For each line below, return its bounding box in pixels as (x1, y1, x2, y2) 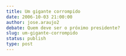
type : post (6, 41, 33, 47)
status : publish (6, 36, 46, 41)
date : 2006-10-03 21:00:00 (6, 14, 73, 20)
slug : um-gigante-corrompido (6, 30, 78, 36)
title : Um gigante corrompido (6, 8, 81, 15)
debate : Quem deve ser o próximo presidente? (6, 24, 120, 31)
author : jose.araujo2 (6, 19, 60, 25)
